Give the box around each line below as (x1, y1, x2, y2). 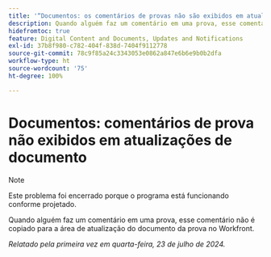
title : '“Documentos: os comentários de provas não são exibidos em (8, 11, 244, 20)
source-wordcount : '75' (8, 65, 89, 73)
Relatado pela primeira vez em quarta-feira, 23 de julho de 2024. (8, 239, 226, 249)
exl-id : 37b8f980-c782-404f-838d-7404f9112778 (8, 42, 168, 50)
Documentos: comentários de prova (8, 114, 255, 132)
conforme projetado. (8, 199, 77, 209)
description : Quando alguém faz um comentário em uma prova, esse (8, 19, 236, 27)
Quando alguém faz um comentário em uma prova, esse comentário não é (8, 215, 256, 225)
